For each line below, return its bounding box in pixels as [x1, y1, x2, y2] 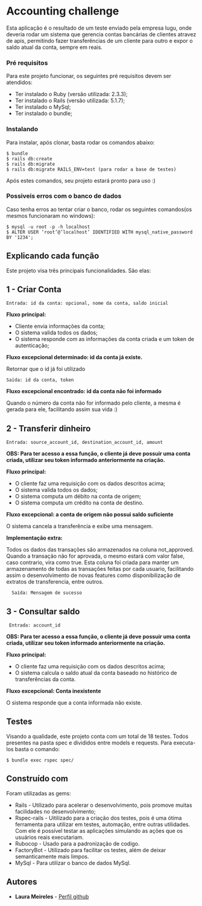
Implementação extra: [6, 534, 63, 542]
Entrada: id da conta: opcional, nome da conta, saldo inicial [6, 301, 169, 307]
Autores [6, 877, 37, 887]
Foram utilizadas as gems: [6, 789, 71, 797]
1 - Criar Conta [6, 284, 62, 295]
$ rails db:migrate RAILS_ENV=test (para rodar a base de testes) [6, 166, 177, 172]
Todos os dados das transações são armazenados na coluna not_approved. [6, 546, 194, 553]
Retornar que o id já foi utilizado [6, 365, 86, 373]
